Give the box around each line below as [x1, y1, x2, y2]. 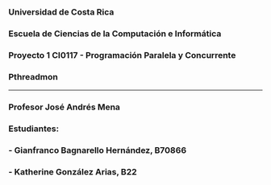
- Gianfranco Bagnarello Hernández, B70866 [8, 144, 187, 155]
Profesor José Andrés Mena [8, 101, 121, 113]
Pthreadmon [8, 71, 58, 82]
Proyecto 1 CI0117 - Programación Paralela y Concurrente [8, 49, 236, 60]
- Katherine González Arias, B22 [8, 166, 137, 177]
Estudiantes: [8, 123, 59, 134]
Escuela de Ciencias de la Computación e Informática [8, 27, 222, 39]
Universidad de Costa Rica [8, 6, 115, 18]
